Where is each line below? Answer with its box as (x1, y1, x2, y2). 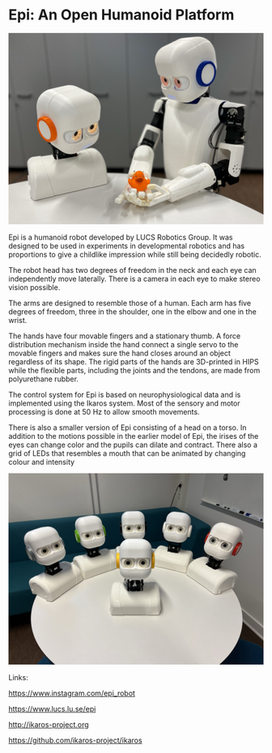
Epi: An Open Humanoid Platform (8, 6, 235, 24)
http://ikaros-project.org (8, 719, 89, 730)
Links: (8, 672, 28, 682)
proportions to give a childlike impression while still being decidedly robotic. (8, 249, 261, 259)
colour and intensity (8, 457, 75, 466)
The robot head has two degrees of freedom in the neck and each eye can (8, 265, 257, 274)
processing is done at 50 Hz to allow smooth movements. (8, 406, 200, 416)
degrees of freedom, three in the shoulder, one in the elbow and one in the (8, 306, 257, 317)
